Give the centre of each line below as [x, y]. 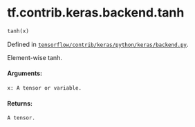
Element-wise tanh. [35, 57]
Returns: [20, 103]
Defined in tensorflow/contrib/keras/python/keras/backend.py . [98, 44]
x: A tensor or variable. [44, 88]
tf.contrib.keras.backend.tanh [96, 13]
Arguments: [25, 73]
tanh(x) [18, 31]
